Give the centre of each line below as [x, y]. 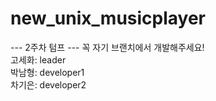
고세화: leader [38, 59]
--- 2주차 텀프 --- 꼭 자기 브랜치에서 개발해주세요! [107, 47]
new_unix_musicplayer [108, 18]
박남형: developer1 [47, 72]
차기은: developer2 [48, 84]
